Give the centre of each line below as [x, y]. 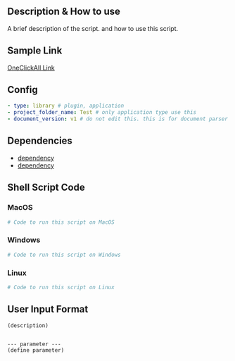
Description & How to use [64, 12]
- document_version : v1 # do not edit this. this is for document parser [118, 119]
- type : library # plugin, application [66, 106]
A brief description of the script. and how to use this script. [93, 28]
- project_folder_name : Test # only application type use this [102, 113]
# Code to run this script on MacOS [61, 222]
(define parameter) [36, 350]
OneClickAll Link [31, 68]
